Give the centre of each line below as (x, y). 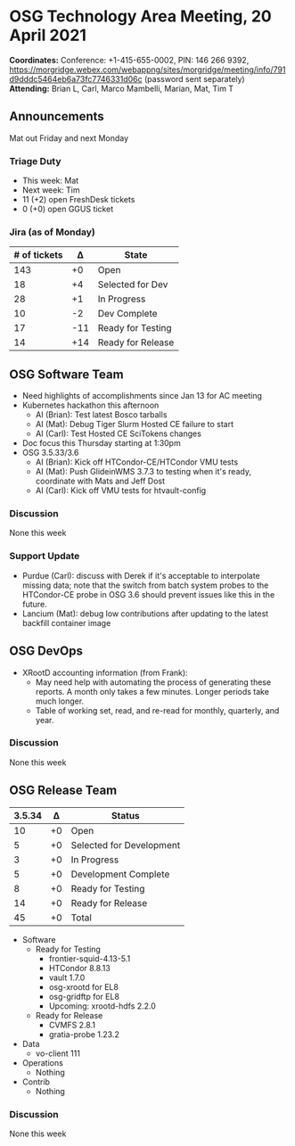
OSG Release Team (63, 791)
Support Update (45, 557)
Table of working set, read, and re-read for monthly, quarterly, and (157, 710)
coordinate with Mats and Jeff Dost (100, 481)
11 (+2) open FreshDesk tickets (78, 200)
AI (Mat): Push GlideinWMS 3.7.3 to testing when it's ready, (143, 472)
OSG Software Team (66, 374)
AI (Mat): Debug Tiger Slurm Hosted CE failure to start (135, 425)
